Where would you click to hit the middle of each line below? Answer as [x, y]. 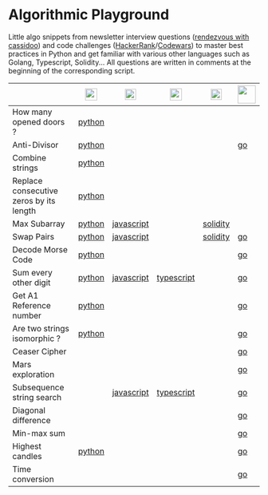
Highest [27, 446]
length [24, 211]
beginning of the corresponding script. [72, 70]
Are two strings [41, 328]
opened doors [39, 121]
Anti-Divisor [35, 145]
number [27, 315]
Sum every [33, 272]
